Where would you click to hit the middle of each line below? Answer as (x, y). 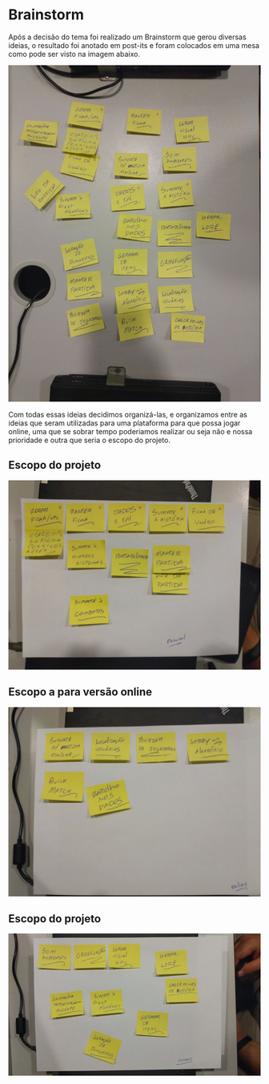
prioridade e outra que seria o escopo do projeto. (89, 440)
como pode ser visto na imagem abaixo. (74, 54)
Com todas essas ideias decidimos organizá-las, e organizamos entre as (128, 414)
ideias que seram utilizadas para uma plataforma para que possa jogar (124, 423)
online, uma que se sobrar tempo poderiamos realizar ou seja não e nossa (130, 431)
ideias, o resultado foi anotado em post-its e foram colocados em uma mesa (134, 45)
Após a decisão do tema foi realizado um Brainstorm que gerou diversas (127, 37)
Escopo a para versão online (80, 692)
